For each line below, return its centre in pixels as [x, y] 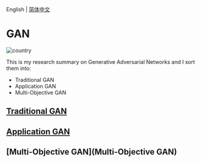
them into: [19, 68]
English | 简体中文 [28, 9]
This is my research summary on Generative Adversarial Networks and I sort [100, 61]
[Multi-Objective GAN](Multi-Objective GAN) [92, 152]
